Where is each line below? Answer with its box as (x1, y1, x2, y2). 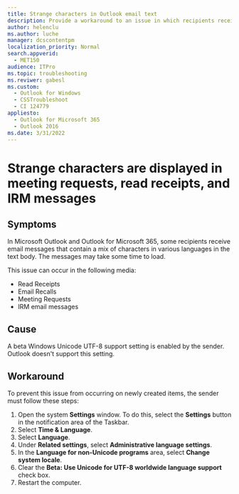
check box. (17, 471, 51, 479)
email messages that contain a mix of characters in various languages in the (7, 245, 230, 253)
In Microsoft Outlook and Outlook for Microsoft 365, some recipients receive (7, 237, 231, 246)
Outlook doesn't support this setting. (7, 350, 115, 358)
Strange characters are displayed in (7, 160, 223, 176)
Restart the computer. (17, 478, 82, 487)
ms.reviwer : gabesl (7, 76, 65, 84)
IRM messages (7, 190, 96, 206)
